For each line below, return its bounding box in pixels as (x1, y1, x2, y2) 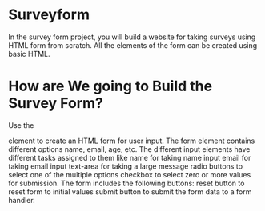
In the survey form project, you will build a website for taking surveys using (8, 32, 256, 42)
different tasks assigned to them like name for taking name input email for (8, 153, 251, 162)
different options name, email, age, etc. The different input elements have (8, 144, 251, 153)
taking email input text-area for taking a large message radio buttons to (8, 161, 243, 171)
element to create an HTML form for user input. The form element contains (8, 136, 255, 145)
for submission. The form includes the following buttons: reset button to (8, 178, 245, 188)
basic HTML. (8, 49, 50, 58)
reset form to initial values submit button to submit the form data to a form (8, 186, 252, 197)
